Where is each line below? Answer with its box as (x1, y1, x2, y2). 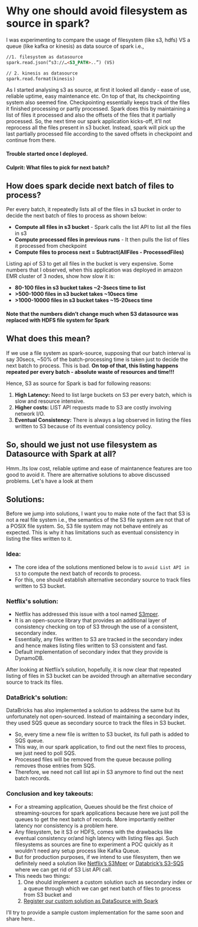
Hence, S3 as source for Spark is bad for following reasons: (6, 380, 152, 387)
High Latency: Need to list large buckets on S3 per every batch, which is (14, 391, 192, 398)
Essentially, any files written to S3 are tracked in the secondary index (14, 636, 183, 643)
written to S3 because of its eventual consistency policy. (14, 422, 152, 429)
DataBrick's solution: (6, 693, 68, 702)
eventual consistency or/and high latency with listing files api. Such (14, 834, 178, 841)
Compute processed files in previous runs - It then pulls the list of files (14, 236, 190, 243)
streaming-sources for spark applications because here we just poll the (14, 809, 189, 816)
